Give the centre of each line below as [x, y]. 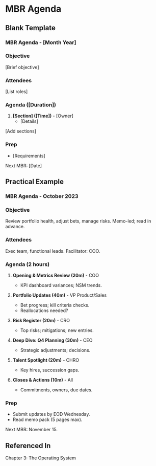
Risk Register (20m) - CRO [41, 320]
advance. [15, 227]
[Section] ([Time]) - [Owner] [43, 116]
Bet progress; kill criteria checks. [55, 305]
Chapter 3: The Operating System [41, 458]
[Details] [29, 121]
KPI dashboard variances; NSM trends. [61, 285]
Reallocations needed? [44, 310]
